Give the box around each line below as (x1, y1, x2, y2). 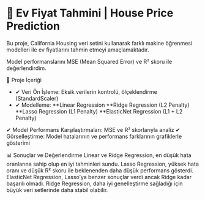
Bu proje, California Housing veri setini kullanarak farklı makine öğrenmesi (6, 39, 193, 47)
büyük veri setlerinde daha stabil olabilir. (6, 186, 108, 193)
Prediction (6, 19, 60, 33)
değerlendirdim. (6, 64, 47, 72)
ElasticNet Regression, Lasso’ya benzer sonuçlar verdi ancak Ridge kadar (6, 173, 192, 180)
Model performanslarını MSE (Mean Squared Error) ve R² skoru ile (6, 58, 173, 65)
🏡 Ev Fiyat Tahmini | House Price (6, 6, 174, 20)
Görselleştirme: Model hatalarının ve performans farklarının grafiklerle (6, 133, 182, 140)
